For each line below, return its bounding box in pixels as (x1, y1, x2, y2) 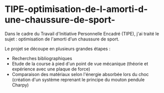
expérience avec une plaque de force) (11, 66, 91, 72)
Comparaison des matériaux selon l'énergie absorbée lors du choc (11, 71, 149, 77)
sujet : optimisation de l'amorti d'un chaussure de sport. (4, 36, 120, 42)
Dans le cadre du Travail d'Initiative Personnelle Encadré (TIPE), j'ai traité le (4, 30, 160, 36)
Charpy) (11, 81, 29, 88)
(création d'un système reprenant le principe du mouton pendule (11, 76, 145, 82)
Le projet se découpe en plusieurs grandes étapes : (4, 45, 111, 51)
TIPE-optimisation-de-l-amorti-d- (4, 3, 148, 15)
